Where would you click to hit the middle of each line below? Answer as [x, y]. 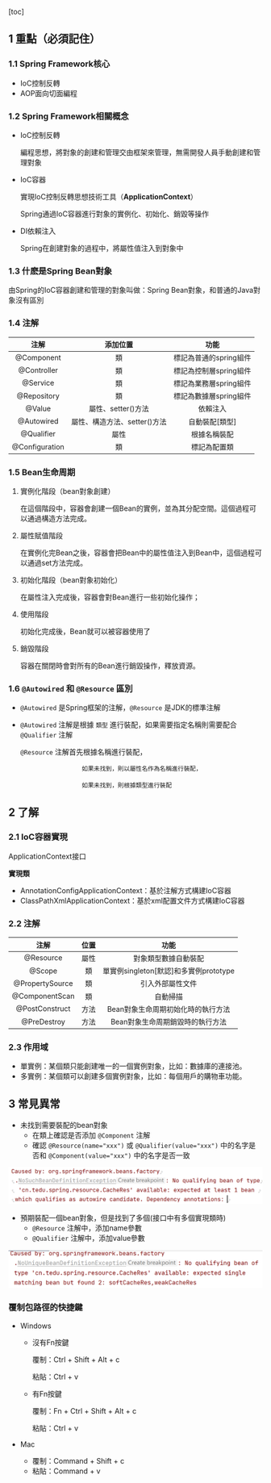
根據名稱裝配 [212, 434]
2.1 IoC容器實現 [38, 837]
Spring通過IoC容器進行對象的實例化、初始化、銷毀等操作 [115, 214]
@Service [38, 383]
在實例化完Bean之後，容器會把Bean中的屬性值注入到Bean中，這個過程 [138, 553]
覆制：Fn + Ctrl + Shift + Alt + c [84, 1410]
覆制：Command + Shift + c [78, 1460]
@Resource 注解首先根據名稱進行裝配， [83, 752]
